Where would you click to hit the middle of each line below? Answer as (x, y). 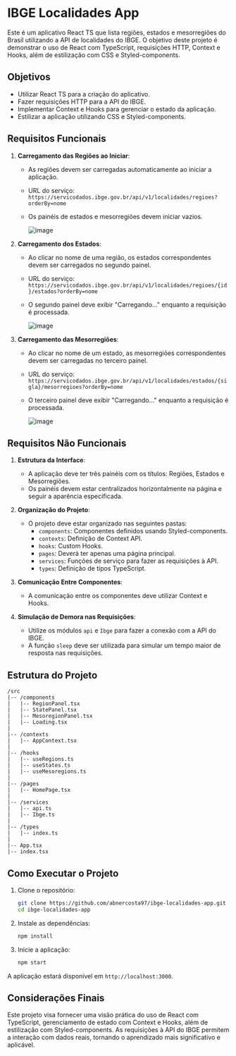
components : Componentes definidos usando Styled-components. (133, 531)
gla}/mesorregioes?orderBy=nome (75, 387)
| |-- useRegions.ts (41, 759)
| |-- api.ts (30, 809)
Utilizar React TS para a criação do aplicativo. (83, 94)
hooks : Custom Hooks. (71, 546)
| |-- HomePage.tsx (39, 790)
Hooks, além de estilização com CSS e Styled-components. (94, 55)
